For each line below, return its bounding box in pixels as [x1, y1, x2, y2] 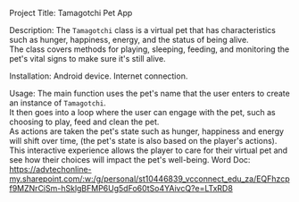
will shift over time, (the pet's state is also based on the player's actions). [9, 136, 278, 146]
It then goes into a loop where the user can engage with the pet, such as [9, 107, 276, 117]
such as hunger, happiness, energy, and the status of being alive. [9, 35, 249, 45]
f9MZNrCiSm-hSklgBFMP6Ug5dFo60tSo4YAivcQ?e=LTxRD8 [9, 183, 234, 193]
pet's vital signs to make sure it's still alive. [9, 54, 167, 63]
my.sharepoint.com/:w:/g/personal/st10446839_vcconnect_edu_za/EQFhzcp [9, 173, 290, 184]
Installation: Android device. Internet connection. [9, 71, 188, 81]
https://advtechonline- [9, 164, 92, 174]
